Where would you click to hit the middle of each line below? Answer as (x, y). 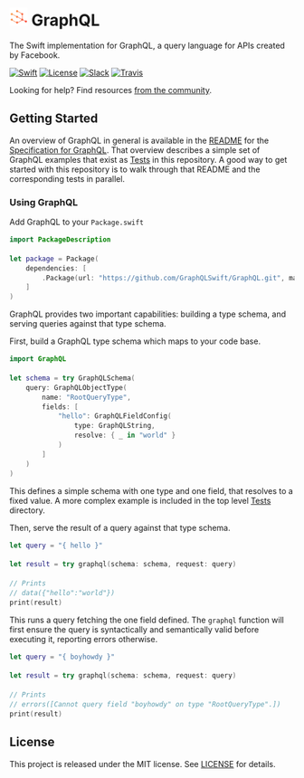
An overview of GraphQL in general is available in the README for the (139, 140)
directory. (27, 510)
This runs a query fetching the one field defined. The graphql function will (147, 620)
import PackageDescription (60, 240)
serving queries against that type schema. (88, 324)
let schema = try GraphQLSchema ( (72, 378)
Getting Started (54, 119)
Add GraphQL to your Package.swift (77, 222)
